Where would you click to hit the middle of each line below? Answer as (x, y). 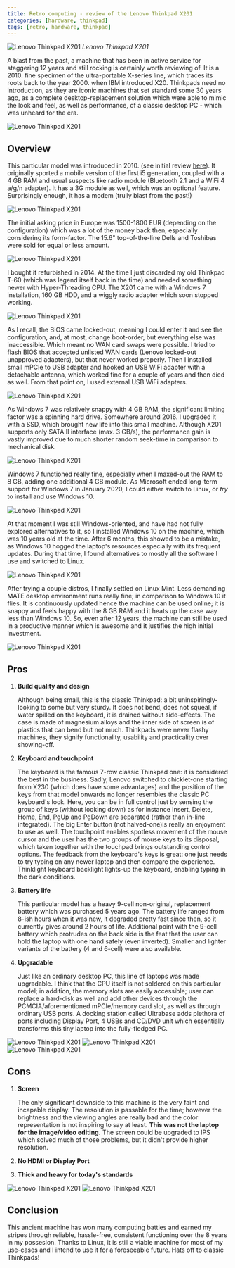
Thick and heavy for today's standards (75, 1174)
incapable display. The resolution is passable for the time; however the (120, 1110)
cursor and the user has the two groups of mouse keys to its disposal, (118, 839)
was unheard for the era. (43, 113)
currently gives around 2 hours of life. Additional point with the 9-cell (117, 926)
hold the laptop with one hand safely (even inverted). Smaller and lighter (122, 941)
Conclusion (33, 1211)
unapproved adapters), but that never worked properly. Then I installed (110, 360)
